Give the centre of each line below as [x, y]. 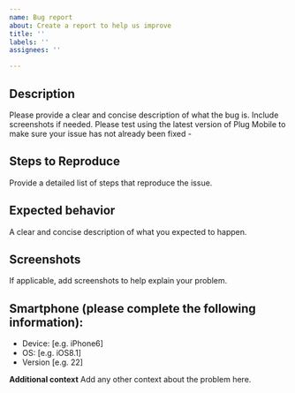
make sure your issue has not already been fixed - [101, 133]
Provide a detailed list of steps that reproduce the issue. [111, 183]
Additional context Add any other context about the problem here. [130, 380]
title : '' [27, 34]
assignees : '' [35, 50]
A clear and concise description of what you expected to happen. [128, 231]
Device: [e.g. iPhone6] [63, 344]
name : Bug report [41, 17]
